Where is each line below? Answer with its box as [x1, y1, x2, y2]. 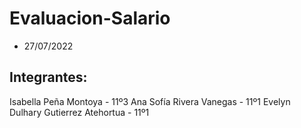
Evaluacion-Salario [9, 7, 171, 30]
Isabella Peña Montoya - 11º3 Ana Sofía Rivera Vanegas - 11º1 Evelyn [9, 95, 291, 107]
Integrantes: [9, 69, 88, 86]
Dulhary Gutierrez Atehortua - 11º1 [9, 106, 150, 118]
